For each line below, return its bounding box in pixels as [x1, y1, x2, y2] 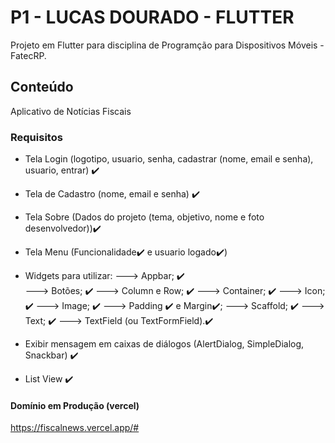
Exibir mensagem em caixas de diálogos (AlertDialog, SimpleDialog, [24, 338, 305, 350]
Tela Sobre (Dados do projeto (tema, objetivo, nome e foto [24, 211, 265, 223]
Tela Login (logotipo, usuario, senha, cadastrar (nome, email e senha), [24, 153, 314, 165]
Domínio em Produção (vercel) [10, 399, 140, 411]
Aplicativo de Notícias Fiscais [10, 105, 132, 117]
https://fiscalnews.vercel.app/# [10, 422, 140, 434]
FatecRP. [10, 49, 47, 61]
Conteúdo [10, 79, 74, 96]
